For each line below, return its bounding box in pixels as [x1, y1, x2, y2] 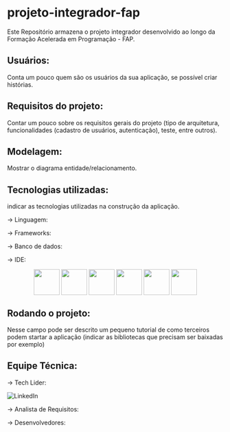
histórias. [7, 80, 33, 89]
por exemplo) [7, 341, 45, 348]
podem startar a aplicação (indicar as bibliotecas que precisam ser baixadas [7, 333, 223, 341]
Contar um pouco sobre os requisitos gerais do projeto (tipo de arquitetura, [7, 118, 220, 127]
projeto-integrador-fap [7, 5, 141, 21]
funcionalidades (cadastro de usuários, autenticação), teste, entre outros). [7, 126, 218, 134]
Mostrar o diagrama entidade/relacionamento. [7, 164, 137, 173]
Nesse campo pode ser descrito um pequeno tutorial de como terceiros [7, 325, 210, 334]
